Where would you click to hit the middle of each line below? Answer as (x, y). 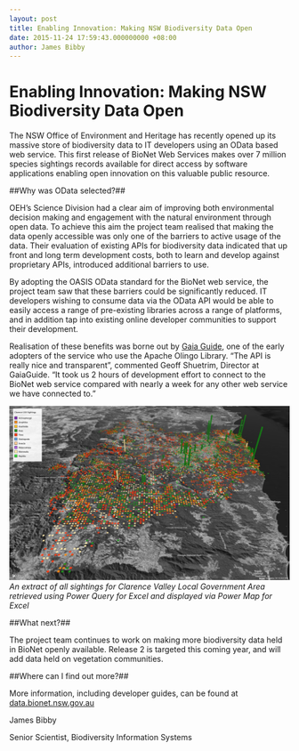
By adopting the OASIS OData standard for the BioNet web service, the (139, 282)
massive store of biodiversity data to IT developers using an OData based (144, 145)
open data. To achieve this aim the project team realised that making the (141, 227)
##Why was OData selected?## (68, 190)
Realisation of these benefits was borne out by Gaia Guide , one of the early (147, 346)
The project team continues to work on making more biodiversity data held (146, 640)
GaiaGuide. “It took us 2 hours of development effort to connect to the (137, 375)
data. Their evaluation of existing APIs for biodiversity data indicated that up (148, 246)
